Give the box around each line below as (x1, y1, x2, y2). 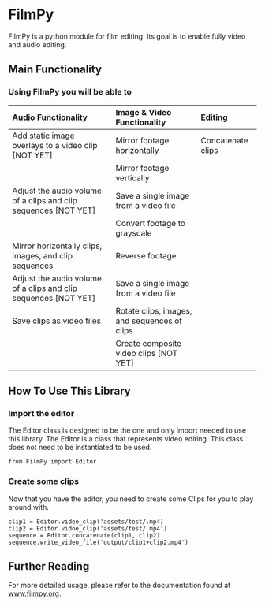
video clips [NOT (115, 348, 178, 359)
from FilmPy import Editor (8, 458, 97, 466)
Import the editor (8, 407, 75, 418)
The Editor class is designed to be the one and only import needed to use (8, 426, 247, 435)
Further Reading (8, 560, 90, 573)
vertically (115, 172, 150, 183)
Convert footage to (115, 217, 186, 229)
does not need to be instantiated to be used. (8, 443, 152, 452)
